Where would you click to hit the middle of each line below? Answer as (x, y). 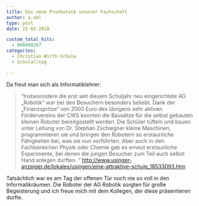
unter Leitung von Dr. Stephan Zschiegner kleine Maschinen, (96, 128)
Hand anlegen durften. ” (51, 160)
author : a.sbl (24, 17)
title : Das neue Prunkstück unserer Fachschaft (67, 12)
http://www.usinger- (107, 160)
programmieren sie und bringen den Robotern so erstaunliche (97, 134)
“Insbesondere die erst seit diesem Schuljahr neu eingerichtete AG (103, 96)
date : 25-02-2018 (28, 29)
